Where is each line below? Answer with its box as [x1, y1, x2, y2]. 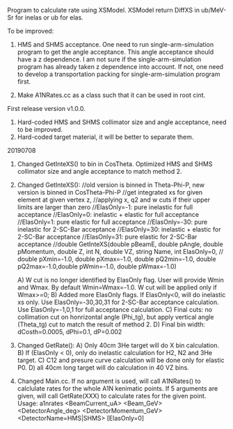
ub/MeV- [201, 6, 227, 14]
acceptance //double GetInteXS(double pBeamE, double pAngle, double [17, 240, 224, 248]
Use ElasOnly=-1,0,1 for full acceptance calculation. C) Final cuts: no [17, 306, 213, 313]
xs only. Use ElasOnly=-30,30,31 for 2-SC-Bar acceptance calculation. [17, 298, 219, 306]
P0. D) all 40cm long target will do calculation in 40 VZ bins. [17, 363, 189, 372]
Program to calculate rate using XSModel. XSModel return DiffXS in [7, 6, 200, 14]
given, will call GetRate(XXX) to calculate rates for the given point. [17, 392, 207, 400]
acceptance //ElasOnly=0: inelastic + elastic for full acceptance [17, 211, 200, 218]
